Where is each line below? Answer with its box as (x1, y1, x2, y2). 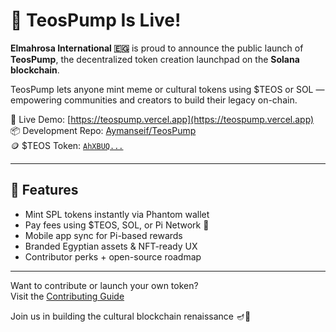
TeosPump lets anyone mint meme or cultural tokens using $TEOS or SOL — (10, 83, 325, 95)
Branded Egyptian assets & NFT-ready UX (24, 240, 198, 252)
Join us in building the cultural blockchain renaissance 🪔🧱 (10, 310, 252, 322)
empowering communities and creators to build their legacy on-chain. (10, 94, 298, 106)
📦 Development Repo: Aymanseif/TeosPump (10, 124, 197, 136)
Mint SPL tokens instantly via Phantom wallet (24, 208, 210, 220)
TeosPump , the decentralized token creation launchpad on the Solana (10, 53, 300, 65)
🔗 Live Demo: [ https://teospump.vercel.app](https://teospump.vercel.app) (10, 113, 315, 125)
